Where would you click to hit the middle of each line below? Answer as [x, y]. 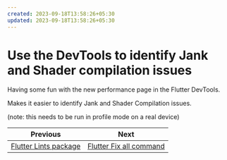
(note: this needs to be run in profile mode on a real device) [93, 117]
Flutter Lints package [46, 147]
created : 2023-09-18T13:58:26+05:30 [61, 14]
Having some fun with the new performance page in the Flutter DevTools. [114, 90]
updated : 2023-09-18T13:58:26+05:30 [61, 20]
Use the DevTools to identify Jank [108, 55]
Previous [46, 135]
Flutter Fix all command [126, 147]
